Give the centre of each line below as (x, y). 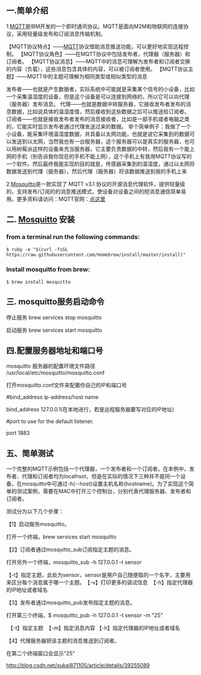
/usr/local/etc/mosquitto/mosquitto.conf (55, 373)
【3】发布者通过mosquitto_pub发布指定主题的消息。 (71, 603)
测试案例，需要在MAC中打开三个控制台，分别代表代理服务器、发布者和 (104, 491)
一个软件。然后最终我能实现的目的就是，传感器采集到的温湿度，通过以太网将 (100, 164)
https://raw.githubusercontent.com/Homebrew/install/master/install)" (96, 255)
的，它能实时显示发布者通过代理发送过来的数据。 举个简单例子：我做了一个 (99, 126)
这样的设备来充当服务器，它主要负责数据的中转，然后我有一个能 (111, 149)
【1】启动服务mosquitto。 (38, 524)
